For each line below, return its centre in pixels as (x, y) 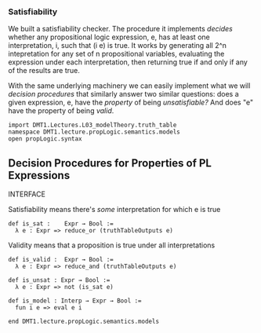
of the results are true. (44, 71)
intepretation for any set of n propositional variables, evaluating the (116, 54)
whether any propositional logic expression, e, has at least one (109, 37)
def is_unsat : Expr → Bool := (59, 280)
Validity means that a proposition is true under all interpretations (112, 245)
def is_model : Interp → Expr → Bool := (75, 301)
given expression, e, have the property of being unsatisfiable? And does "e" (130, 102)
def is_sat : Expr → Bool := (61, 224)
